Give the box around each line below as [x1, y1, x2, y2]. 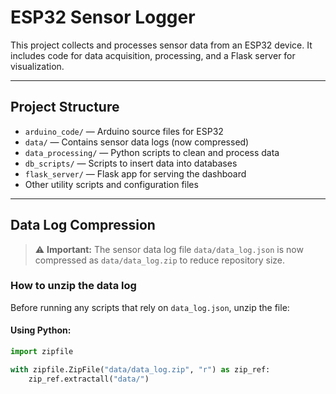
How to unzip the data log [10, 279, 137, 293]
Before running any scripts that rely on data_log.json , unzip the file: [10, 301, 290, 313]
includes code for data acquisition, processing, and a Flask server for [10, 49, 296, 61]
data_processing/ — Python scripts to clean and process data [24, 146, 280, 158]
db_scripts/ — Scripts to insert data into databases [24, 157, 238, 169]
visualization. [10, 60, 65, 72]
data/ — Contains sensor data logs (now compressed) [24, 136, 250, 148]
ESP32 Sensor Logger [10, 6, 196, 29]
